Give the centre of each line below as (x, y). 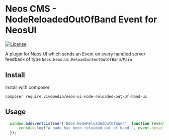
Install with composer (27, 87)
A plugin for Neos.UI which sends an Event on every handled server (75, 54)
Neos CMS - (31, 9)
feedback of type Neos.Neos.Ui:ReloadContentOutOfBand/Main (69, 59)
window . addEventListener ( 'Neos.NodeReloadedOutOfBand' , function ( (82, 123)
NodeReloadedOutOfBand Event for (81, 19)
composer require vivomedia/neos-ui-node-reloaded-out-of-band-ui (76, 96)
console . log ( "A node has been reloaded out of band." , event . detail (92, 128)
